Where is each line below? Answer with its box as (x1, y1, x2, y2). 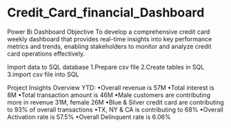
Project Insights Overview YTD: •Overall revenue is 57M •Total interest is (7, 83, 215, 92)
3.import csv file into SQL (7, 70, 79, 78)
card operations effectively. (7, 50, 85, 58)
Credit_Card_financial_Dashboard (7, 5, 205, 21)
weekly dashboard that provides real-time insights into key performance (7, 34, 212, 43)
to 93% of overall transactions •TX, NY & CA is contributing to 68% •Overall (7, 105, 224, 114)
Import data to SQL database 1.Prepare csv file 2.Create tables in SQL (7, 63, 205, 71)
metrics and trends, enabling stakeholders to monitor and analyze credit (7, 42, 212, 50)
